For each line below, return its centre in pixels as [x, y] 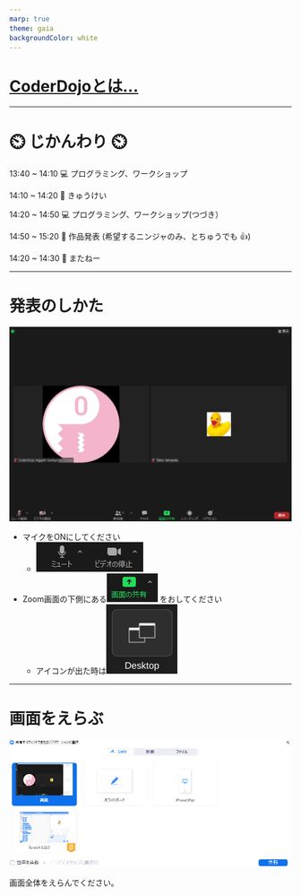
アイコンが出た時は [71, 670]
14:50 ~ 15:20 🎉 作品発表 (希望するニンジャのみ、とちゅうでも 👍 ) [130, 237]
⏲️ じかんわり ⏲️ [69, 141]
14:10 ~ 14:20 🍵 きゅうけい [58, 196]
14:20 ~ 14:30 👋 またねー [55, 258]
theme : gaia [31, 28]
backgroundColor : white [54, 38]
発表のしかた [57, 306]
